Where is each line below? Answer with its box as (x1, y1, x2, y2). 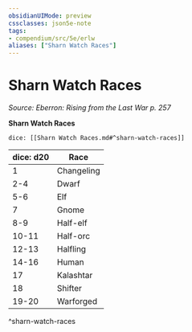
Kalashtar (56, 270, 93, 281)
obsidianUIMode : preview (8, 11, 92, 20)
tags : (8, 27, 27, 35)
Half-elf (56, 218, 88, 229)
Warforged (56, 296, 98, 307)
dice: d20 (12, 152, 50, 163)
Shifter (56, 283, 83, 294)
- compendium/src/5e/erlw (8, 34, 95, 43)
